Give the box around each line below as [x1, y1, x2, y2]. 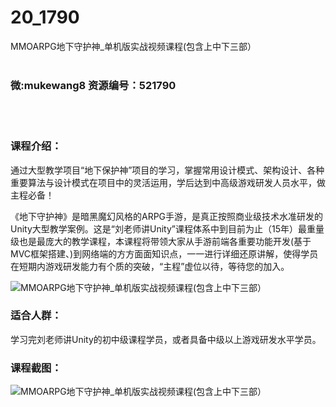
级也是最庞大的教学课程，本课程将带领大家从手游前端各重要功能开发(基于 [10, 235, 312, 247]
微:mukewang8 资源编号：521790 [10, 78, 177, 92]
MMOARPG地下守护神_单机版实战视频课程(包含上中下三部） [10, 40, 257, 52]
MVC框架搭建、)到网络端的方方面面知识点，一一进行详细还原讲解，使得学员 [10, 247, 319, 260]
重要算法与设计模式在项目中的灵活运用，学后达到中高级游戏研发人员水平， [10, 176, 317, 188]
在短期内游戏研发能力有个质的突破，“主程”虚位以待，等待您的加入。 [10, 260, 290, 272]
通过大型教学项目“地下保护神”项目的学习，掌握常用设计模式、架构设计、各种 [10, 164, 325, 176]
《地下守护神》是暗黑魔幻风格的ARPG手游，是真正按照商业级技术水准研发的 [10, 210, 324, 222]
